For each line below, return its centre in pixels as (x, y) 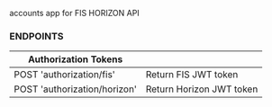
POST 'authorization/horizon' (76, 89)
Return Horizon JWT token (202, 89)
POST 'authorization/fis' (64, 75)
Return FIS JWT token (192, 75)
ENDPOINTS (37, 36)
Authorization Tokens (76, 59)
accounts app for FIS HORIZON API (74, 13)
